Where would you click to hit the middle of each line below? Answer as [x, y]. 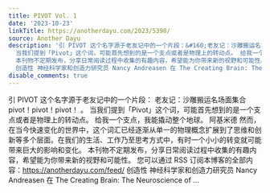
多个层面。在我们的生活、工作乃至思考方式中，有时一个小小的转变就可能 [142, 140]
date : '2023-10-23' [41, 23]
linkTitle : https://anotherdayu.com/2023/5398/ [90, 31]
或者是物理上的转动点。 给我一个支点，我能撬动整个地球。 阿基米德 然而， [138, 119]
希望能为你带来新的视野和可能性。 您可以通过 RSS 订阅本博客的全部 [134, 160]
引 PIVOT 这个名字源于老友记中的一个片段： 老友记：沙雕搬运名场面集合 [127, 99]
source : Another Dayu [45, 38]
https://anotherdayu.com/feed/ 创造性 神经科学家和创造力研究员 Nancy [140, 170]
